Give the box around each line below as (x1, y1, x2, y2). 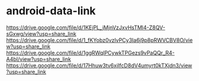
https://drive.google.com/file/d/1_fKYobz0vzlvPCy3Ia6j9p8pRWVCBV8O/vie (6, 36, 193, 43)
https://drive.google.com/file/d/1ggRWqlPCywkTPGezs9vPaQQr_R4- (6, 49, 175, 56)
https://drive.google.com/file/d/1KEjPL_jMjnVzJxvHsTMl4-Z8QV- (6, 24, 166, 31)
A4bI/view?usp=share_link (6, 55, 71, 63)
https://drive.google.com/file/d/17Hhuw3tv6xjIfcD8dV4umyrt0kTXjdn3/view (6, 61, 192, 69)
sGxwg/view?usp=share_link (6, 30, 76, 37)
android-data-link (6, 4, 97, 18)
